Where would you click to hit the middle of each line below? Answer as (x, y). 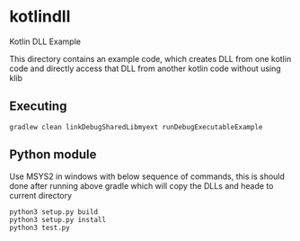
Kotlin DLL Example (45, 41)
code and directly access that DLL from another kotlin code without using (145, 68)
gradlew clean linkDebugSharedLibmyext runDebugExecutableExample (136, 127)
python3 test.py (40, 228)
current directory (41, 195)
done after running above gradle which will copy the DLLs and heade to (141, 185)
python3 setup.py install (57, 219)
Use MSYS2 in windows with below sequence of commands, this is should (147, 176)
